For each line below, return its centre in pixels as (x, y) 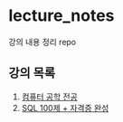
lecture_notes (61, 16)
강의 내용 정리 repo (43, 42)
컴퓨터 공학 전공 (49, 97)
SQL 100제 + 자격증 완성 (65, 108)
